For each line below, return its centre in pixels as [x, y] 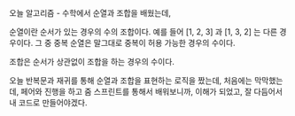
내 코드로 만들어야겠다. [48, 103]
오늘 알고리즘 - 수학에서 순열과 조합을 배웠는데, [90, 13]
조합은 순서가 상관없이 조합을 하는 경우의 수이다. [92, 62]
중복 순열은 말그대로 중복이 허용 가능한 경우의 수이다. [145, 43]
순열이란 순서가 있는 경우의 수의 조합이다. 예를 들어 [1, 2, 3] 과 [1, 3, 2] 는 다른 [143, 32]
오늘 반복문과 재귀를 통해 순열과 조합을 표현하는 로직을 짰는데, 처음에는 [131, 81]
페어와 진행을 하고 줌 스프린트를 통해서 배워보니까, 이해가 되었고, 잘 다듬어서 [152, 92]
